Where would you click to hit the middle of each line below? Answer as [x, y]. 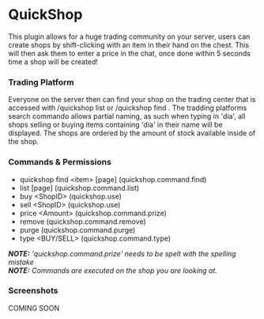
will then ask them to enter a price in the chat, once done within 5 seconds [130, 53]
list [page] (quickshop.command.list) [79, 188]
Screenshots [33, 291]
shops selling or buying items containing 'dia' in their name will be [115, 125]
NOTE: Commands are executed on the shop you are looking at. [113, 270]
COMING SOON [34, 308]
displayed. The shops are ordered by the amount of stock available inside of [132, 133]
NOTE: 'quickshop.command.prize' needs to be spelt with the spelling [122, 253]
